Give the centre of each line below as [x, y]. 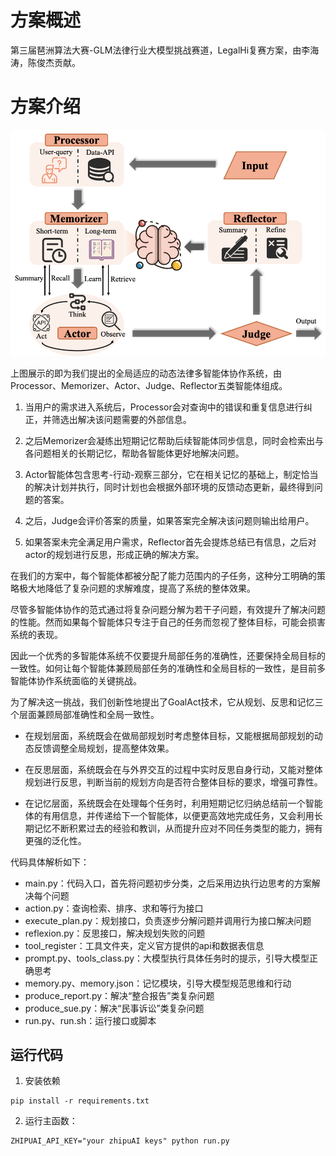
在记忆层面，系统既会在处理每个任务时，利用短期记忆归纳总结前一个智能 [173, 803]
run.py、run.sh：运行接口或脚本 [90, 1020]
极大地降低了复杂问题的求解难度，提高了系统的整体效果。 [137, 588]
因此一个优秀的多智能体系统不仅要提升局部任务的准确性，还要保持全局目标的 [168, 655]
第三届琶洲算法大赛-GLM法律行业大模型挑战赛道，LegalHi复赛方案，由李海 [165, 50]
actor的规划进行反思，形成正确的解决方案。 [114, 554]
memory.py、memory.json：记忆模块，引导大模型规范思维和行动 [158, 983]
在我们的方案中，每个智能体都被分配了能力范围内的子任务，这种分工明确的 [163, 575]
